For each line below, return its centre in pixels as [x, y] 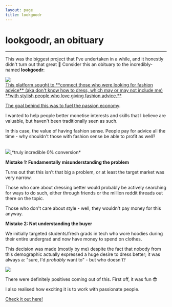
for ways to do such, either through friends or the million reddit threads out [84, 193]
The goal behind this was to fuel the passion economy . [63, 106]
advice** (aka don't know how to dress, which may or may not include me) [84, 91]
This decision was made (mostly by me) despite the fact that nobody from [83, 249]
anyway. [14, 214]
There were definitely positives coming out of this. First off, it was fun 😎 [81, 279]
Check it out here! [24, 299]
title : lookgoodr [24, 15]
